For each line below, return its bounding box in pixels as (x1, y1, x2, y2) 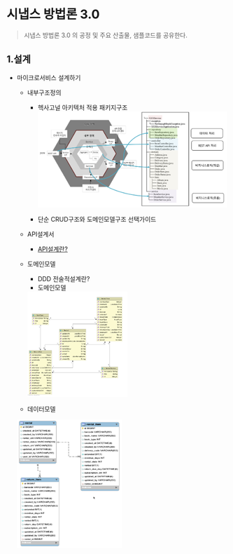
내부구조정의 (27, 88, 62, 97)
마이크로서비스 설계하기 (16, 73, 81, 81)
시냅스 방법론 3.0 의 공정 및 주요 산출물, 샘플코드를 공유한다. (23, 31, 188, 39)
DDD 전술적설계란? (37, 274, 90, 283)
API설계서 (27, 229, 55, 238)
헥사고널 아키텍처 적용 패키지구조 (37, 103, 128, 112)
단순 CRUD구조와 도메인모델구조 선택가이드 (37, 215, 157, 223)
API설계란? (37, 245, 68, 253)
